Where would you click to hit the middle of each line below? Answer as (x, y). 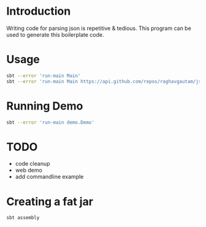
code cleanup (32, 164)
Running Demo (45, 106)
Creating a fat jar (50, 202)
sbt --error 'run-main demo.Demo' (51, 122)
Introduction (39, 11)
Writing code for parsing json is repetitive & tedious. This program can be (99, 28)
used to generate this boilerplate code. (55, 34)
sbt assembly (23, 218)
